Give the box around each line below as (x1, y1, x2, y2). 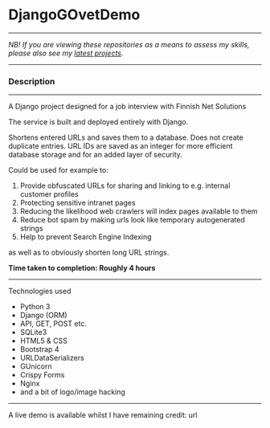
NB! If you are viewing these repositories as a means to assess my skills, (8, 39, 250, 49)
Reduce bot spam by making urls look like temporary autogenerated (19, 215, 245, 225)
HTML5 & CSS (19, 336, 68, 346)
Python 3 (19, 302, 51, 312)
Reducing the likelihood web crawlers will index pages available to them (19, 206, 258, 216)
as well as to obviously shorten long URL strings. (8, 247, 170, 258)
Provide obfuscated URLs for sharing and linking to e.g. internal (19, 181, 231, 190)
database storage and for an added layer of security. (8, 150, 183, 160)
